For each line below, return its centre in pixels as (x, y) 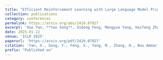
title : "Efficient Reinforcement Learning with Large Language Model (77, 9)
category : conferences (28, 18)
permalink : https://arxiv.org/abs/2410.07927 (52, 23)
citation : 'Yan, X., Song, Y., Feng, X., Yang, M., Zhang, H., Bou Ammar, (82, 45)
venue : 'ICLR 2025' (25, 37)
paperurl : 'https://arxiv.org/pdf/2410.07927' (53, 41)
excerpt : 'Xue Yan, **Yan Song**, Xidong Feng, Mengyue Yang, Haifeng (78, 28)
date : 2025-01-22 (23, 32)
